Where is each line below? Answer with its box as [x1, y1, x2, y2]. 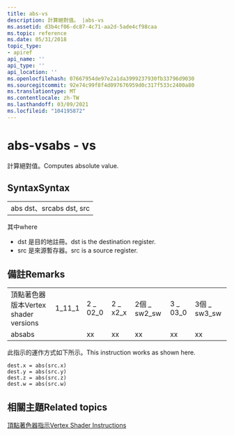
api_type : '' [7, 62, 45, 69]
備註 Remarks [7, 268, 65, 280]
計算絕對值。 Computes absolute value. [7, 161, 119, 170]
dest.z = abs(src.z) [7, 375, 68, 382]
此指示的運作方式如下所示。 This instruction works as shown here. [7, 348, 196, 356]
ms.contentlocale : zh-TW [7, 95, 79, 102]
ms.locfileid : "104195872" [7, 107, 86, 114]
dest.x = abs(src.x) [7, 362, 68, 370]
